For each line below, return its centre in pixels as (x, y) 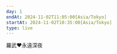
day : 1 (14, 11)
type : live (19, 28)
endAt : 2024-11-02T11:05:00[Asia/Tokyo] (57, 17)
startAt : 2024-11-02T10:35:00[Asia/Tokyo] (59, 22)
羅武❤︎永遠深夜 (25, 45)
